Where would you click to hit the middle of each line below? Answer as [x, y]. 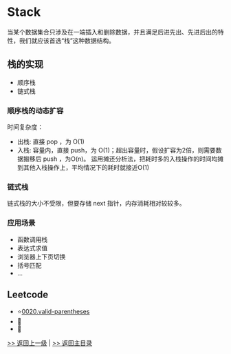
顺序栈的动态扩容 [35, 110]
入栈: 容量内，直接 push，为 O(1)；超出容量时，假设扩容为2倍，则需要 [117, 150]
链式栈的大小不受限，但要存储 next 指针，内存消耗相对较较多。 [96, 204]
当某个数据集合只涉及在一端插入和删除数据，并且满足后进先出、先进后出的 [112, 32]
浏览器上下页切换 [41, 257]
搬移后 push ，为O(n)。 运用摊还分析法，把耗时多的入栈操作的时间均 [120, 159]
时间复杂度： [25, 127]
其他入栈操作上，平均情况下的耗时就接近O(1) [86, 168]
